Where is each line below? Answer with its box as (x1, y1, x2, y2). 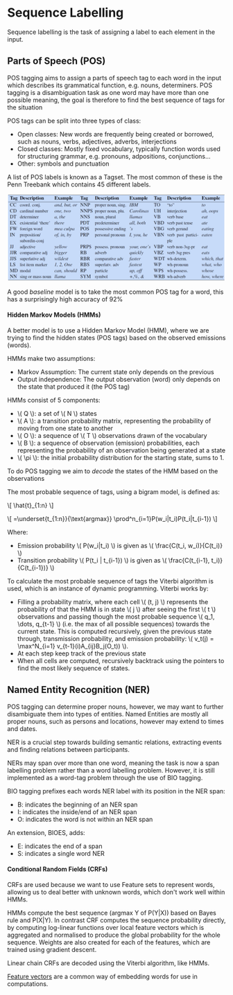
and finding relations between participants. (7, 745, 130, 753)
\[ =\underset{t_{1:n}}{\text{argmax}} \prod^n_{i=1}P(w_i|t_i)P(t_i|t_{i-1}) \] (7, 514, 218, 522)
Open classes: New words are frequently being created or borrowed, (17, 130, 214, 138)
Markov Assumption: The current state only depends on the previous (17, 367, 214, 376)
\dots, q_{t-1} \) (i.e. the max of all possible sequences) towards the (17, 619, 210, 628)
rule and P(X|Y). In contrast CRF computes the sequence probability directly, (7, 916, 226, 924)
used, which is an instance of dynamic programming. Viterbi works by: (7, 584, 209, 592)
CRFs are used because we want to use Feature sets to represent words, (7, 880, 215, 888)
